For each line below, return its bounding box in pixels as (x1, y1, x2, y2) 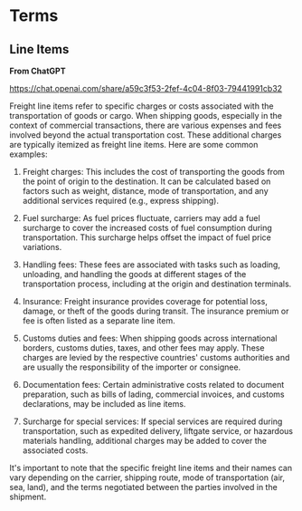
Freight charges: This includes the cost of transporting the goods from (22, 167, 285, 177)
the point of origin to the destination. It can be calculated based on (22, 176, 271, 187)
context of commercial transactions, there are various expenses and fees (9, 120, 282, 130)
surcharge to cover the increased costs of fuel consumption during (22, 223, 273, 233)
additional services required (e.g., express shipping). (22, 196, 220, 206)
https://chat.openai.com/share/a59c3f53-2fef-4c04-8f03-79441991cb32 (9, 83, 283, 93)
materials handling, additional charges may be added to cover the (22, 436, 267, 446)
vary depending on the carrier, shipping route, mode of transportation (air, (9, 472, 286, 483)
